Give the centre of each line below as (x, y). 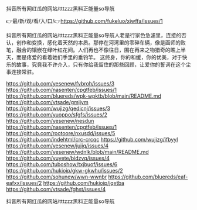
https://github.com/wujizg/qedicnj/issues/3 (58, 108)
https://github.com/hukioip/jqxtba (84, 183)
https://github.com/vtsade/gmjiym (47, 102)
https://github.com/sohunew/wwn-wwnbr (57, 177)
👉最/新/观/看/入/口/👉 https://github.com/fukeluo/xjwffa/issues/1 (84, 21)
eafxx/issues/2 (24, 183)
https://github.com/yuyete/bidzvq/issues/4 (58, 158)
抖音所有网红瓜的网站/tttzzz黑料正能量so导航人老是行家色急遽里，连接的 (94, 35)
